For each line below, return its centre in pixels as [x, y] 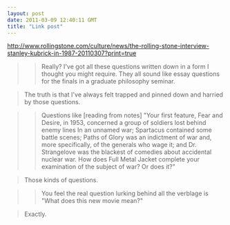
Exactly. [35, 214]
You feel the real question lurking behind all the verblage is [125, 193]
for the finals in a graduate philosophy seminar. [108, 81]
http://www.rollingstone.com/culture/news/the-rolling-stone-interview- [108, 46]
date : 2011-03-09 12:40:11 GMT [52, 20]
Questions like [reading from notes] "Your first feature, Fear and [132, 115]
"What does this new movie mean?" [92, 201]
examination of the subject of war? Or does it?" [108, 167]
